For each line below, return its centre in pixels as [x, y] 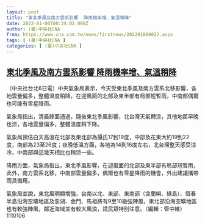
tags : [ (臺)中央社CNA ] [36, 40]
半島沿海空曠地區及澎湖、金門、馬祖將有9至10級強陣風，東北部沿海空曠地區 [102, 201]
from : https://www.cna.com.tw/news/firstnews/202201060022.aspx [90, 35]
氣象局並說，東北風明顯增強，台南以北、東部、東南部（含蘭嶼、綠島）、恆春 [101, 193]
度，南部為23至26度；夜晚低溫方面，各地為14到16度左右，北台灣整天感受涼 [101, 145]
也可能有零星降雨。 [31, 103]
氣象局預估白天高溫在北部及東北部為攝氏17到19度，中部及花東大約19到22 [98, 137]
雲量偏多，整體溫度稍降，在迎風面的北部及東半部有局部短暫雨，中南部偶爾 [105, 96]
